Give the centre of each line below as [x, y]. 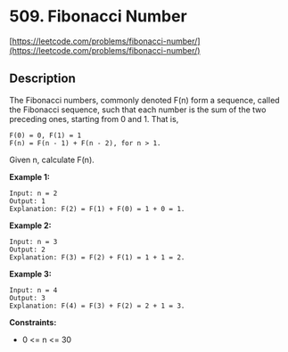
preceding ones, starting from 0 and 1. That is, [94, 119]
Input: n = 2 [33, 193]
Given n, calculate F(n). [52, 160]
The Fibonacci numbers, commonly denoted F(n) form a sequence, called [144, 100]
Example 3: [30, 274]
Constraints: [33, 322]
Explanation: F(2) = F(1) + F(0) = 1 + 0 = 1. [97, 209]
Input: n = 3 [33, 241]
